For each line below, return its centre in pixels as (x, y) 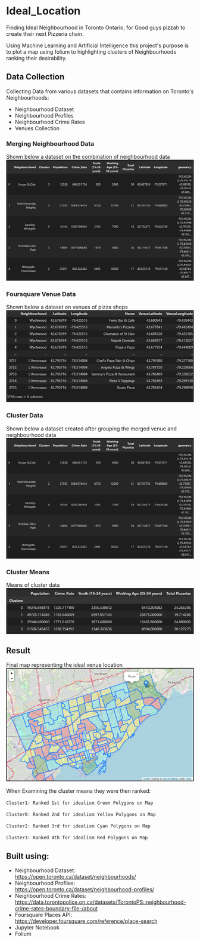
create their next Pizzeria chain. (45, 33)
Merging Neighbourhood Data (50, 143)
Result (18, 650)
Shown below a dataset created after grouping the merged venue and (92, 429)
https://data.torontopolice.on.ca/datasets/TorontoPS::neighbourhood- (100, 902)
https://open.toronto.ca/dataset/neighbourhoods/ (75, 877)
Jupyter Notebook (37, 928)
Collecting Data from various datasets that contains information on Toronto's (100, 91)
